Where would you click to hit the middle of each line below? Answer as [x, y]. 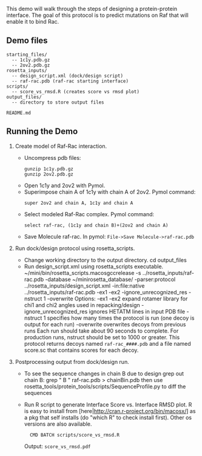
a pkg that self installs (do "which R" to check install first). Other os [108, 417]
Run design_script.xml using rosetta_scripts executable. [94, 266]
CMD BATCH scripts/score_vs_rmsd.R [75, 435]
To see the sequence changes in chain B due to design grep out [104, 373]
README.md [19, 113]
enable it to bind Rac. [33, 21]
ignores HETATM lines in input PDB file [137, 311]
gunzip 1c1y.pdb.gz [49, 169]
